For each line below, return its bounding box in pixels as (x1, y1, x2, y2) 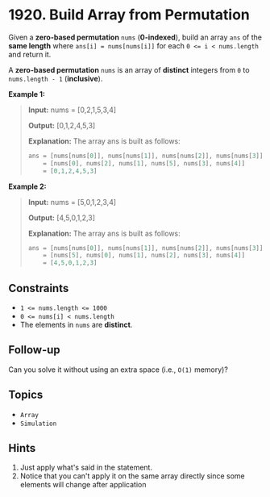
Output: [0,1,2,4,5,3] (27, 120, 96, 130)
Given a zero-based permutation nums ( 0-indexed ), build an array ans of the (8, 32, 262, 42)
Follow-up (8, 343, 60, 357)
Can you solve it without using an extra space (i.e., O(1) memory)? (8, 365, 228, 374)
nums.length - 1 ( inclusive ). (8, 73, 103, 83)
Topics (8, 388, 44, 402)
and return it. (8, 49, 52, 59)
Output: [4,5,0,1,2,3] (27, 212, 95, 223)
